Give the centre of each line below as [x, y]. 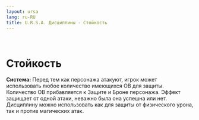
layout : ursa [22, 12]
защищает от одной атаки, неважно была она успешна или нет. [87, 99]
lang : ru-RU [21, 17]
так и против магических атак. [45, 111]
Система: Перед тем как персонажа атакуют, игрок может [82, 80]
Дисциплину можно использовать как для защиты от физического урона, [100, 105]
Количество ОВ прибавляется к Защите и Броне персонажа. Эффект [94, 92]
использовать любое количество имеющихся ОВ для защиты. [85, 86]
